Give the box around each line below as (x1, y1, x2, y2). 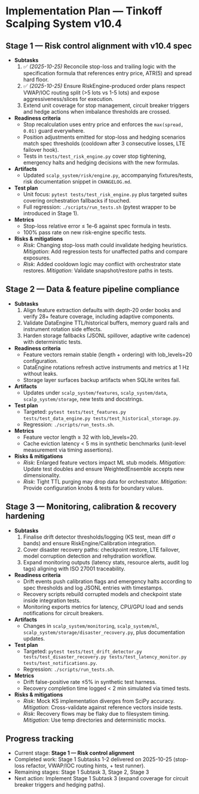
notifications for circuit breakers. (23, 609, 104, 616)
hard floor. (23, 76, 49, 83)
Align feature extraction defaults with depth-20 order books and (23, 306, 181, 313)
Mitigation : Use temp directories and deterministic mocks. (23, 716, 166, 723)
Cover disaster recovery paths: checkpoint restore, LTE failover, (23, 546, 180, 553)
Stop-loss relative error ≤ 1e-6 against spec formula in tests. (23, 222, 172, 230)
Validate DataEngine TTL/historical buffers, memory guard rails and (23, 319, 189, 326)
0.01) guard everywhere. (23, 127, 85, 134)
